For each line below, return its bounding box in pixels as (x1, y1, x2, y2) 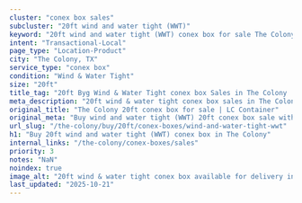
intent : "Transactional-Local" (9, 38, 127, 48)
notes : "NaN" (9, 154, 58, 164)
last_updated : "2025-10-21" (9, 181, 115, 190)
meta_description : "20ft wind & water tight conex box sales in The (9, 96, 271, 106)
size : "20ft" (9, 80, 58, 89)
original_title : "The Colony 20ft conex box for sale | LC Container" (9, 105, 280, 114)
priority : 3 (9, 146, 54, 155)
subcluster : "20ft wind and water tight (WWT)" (9, 22, 191, 31)
